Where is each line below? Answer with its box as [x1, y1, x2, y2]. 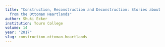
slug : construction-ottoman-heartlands [5, 35, 88, 40]
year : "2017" [5, 30, 32, 35]
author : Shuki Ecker [5, 16, 48, 21]
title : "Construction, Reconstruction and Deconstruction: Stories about [5, 7, 161, 12]
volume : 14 [5, 25, 28, 30]
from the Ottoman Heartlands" [9, 12, 72, 17]
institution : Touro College [5, 21, 63, 26]
